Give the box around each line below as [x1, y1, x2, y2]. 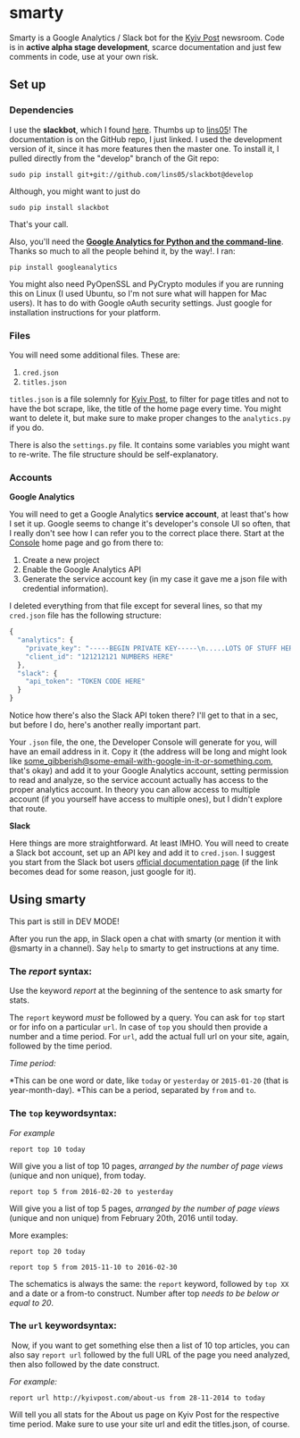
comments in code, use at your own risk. [9, 51, 159, 62]
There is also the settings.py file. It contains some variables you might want [9, 439, 290, 450]
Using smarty [9, 892, 87, 907]
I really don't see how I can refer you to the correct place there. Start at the [9, 528, 285, 539]
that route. [9, 803, 47, 814]
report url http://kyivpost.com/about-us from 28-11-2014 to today [9, 1393, 266, 1402]
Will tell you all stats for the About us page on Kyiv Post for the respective [9, 1409, 279, 1419]
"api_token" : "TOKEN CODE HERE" [25, 677, 146, 686]
